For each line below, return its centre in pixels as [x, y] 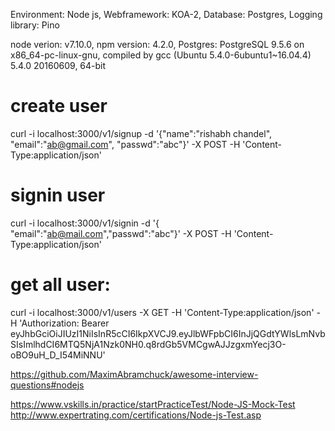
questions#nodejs [47, 385]
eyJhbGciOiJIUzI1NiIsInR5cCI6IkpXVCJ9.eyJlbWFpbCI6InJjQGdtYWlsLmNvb [168, 333]
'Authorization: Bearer [64, 323]
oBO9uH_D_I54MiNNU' [58, 355]
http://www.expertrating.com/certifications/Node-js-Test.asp [136, 415]
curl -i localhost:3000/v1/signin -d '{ [85, 223]
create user [59, 106]
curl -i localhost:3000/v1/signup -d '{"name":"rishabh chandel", [141, 133]
